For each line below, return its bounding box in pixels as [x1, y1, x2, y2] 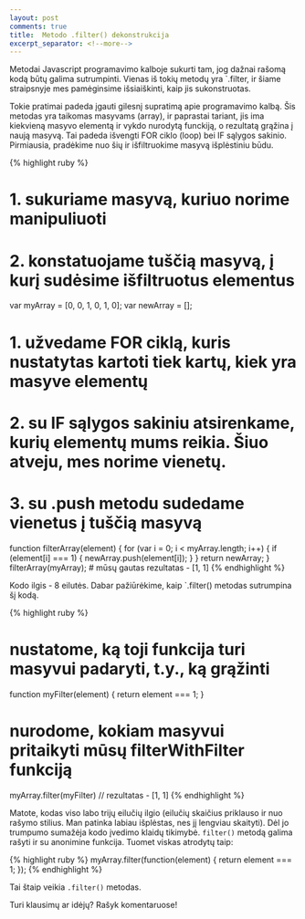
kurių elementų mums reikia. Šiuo [9, 432, 269, 453]
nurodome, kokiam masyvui [9, 720, 226, 741]
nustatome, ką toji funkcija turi [9, 639, 246, 660]
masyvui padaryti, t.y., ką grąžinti [9, 658, 270, 679]
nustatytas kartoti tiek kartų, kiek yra [9, 351, 297, 372]
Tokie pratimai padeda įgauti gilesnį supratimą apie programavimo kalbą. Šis [9, 101, 296, 112]
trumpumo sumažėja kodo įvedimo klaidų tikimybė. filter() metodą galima [9, 827, 293, 838]
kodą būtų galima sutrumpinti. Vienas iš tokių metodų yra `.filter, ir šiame [9, 74, 281, 85]
